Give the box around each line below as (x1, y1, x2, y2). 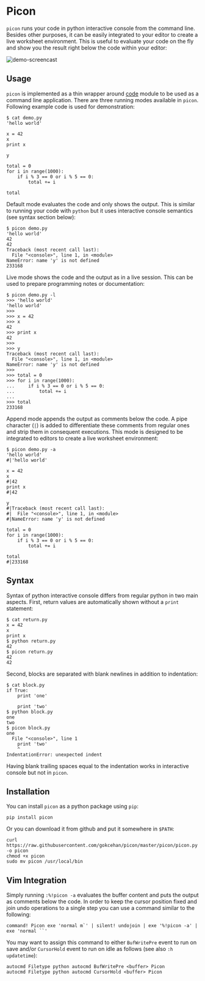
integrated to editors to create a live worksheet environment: (6, 435, 159, 442)
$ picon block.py (6, 725, 51, 731)
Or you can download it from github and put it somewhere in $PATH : (6, 825, 174, 833)
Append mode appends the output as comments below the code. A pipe (6, 415, 188, 422)
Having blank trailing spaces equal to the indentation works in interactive (6, 762, 189, 769)
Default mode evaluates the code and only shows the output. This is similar (6, 200, 195, 207)
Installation (6, 786, 50, 797)
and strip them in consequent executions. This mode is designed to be (6, 428, 184, 435)
